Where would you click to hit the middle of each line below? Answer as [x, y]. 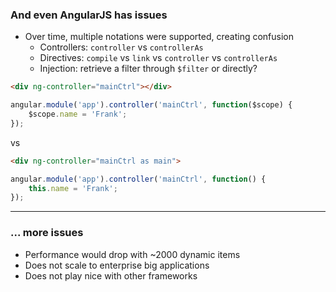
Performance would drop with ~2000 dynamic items [132, 254]
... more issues [47, 233]
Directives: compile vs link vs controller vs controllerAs [158, 58]
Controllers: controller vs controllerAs [121, 47]
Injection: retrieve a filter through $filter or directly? [148, 69]
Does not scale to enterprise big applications [117, 265]
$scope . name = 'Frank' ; [78, 114]
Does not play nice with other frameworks [111, 275]
